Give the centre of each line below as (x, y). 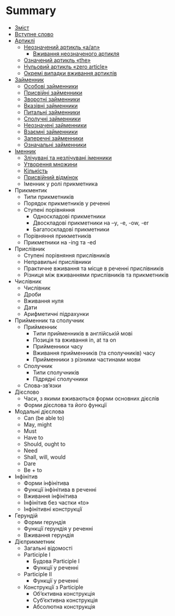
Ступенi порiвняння (49, 209)
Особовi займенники (51, 86)
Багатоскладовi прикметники (71, 229)
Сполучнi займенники (52, 118)
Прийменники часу (58, 346)
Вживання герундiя (49, 535)
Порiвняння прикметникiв (58, 236)
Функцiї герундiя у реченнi (58, 528)
